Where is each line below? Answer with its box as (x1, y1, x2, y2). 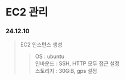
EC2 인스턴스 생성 (20, 41, 63, 48)
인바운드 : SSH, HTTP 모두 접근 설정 (35, 60, 120, 67)
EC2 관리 (5, 5, 48, 19)
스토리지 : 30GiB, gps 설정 (35, 68, 98, 75)
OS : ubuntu (35, 53, 65, 60)
